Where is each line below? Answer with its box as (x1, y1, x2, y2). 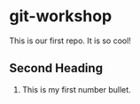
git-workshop (9, 6, 113, 26)
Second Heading (9, 61, 104, 76)
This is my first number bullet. (21, 84, 131, 94)
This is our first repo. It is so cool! (9, 35, 131, 46)
